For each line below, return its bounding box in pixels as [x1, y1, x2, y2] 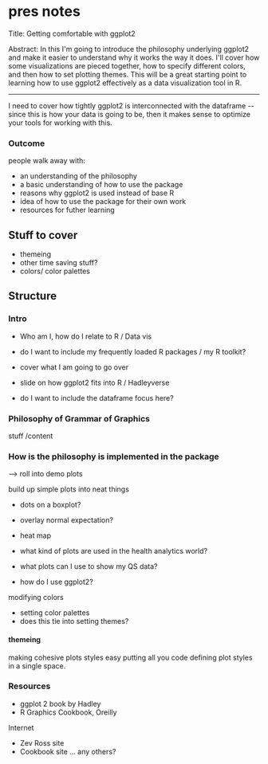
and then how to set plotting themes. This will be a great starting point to [8, 69, 247, 79]
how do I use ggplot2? [19, 577, 93, 587]
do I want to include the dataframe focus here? [19, 393, 174, 402]
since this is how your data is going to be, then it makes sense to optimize [8, 109, 251, 119]
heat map [19, 531, 52, 540]
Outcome [8, 138, 45, 149]
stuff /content [8, 431, 53, 441]
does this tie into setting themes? [19, 617, 129, 626]
